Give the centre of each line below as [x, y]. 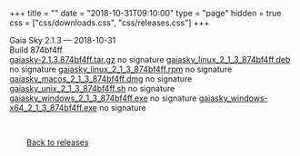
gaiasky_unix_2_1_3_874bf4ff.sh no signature [92, 88]
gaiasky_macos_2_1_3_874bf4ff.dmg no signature [101, 79]
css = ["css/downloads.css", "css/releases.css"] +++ [110, 23]
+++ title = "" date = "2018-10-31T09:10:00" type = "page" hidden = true [145, 13]
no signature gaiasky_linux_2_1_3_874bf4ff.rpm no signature [121, 69]
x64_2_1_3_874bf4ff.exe [54, 107]
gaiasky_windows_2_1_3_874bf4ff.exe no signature [103, 98]
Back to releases [58, 142]
